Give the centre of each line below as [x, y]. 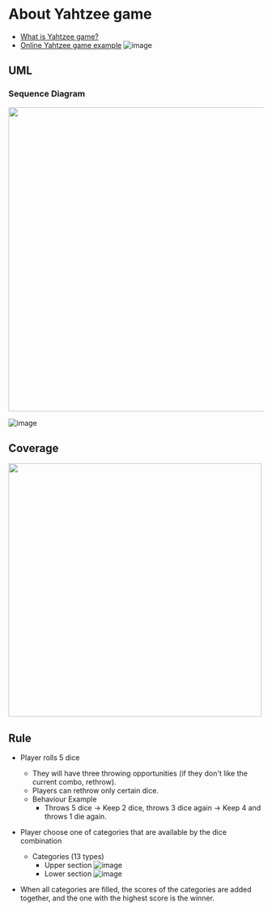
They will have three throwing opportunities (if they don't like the [140, 773]
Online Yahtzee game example [71, 45]
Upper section [68, 866]
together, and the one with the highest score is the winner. [117, 898]
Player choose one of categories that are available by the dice [123, 832]
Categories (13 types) [68, 857]
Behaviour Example [64, 799]
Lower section [68, 874]
